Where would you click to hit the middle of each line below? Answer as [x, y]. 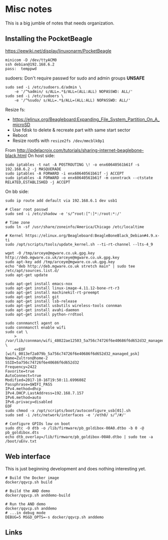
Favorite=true [20, 371]
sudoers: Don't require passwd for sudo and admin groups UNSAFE [75, 78]
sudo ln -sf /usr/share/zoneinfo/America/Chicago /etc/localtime [74, 227]
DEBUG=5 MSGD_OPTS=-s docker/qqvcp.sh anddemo [54, 517]
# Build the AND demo [28, 491]
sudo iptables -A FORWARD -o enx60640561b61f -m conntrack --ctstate [79, 178]
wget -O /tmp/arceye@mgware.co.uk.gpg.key [50, 253]
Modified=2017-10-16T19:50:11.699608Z [45, 380]
